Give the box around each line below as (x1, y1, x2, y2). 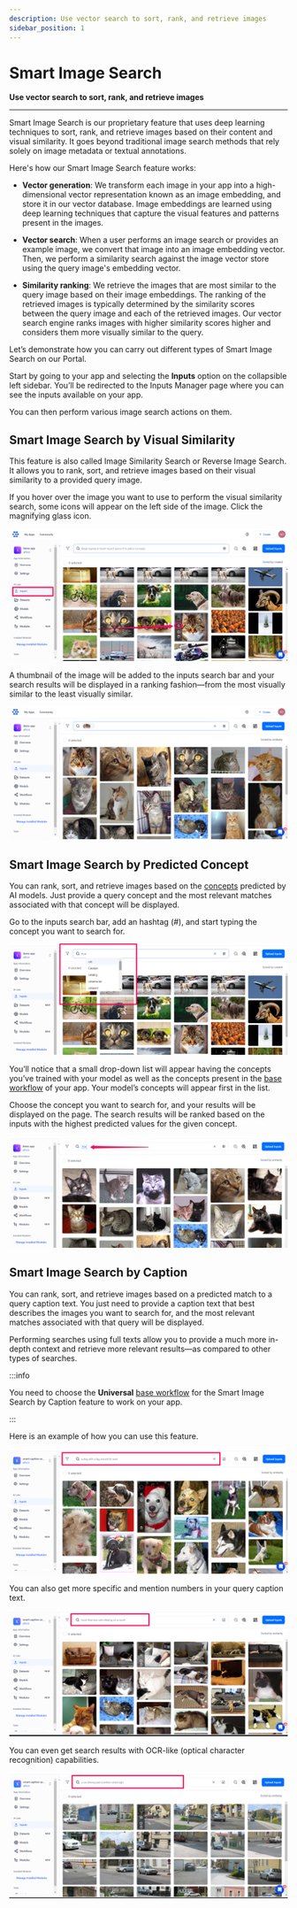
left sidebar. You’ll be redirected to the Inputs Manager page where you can (9, 381, 285, 391)
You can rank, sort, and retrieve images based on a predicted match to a (9, 1289, 272, 1299)
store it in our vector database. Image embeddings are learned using (21, 199, 272, 210)
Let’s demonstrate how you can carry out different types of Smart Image (9, 344, 272, 355)
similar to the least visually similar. (9, 689, 133, 699)
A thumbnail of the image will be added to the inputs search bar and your (9, 669, 275, 681)
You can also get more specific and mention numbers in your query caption (9, 1583, 284, 1594)
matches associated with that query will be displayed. (9, 1317, 205, 1327)
